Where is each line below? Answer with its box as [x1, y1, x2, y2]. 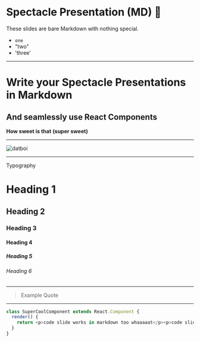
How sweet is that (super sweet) [6, 127, 88, 134]
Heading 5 [6, 252, 33, 259]
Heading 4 [6, 239, 33, 246]
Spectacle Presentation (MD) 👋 [6, 5, 162, 19]
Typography [6, 162, 36, 169]
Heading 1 [6, 183, 57, 196]
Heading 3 [6, 224, 37, 233]
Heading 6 [6, 268, 32, 274]
